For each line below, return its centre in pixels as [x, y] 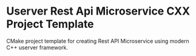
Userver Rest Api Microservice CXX [98, 11]
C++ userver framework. [37, 47]
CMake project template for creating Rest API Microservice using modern [98, 41]
